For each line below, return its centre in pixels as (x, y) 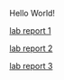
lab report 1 (30, 30)
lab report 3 (31, 66)
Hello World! (32, 13)
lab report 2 (31, 48)
